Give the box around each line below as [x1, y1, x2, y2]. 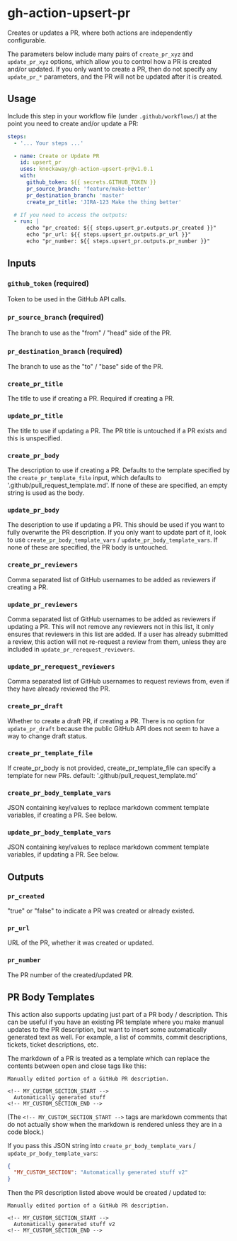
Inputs [7, 257, 37, 269]
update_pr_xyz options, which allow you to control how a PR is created [7, 57, 212, 65]
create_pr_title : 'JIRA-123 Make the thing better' [25, 199, 182, 206]
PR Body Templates [7, 991, 96, 1003]
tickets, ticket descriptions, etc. [7, 1040, 99, 1049]
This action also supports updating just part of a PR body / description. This [7, 1010, 228, 1018]
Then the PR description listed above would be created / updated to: [7, 1189, 207, 1197]
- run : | [13, 218, 40, 225]
